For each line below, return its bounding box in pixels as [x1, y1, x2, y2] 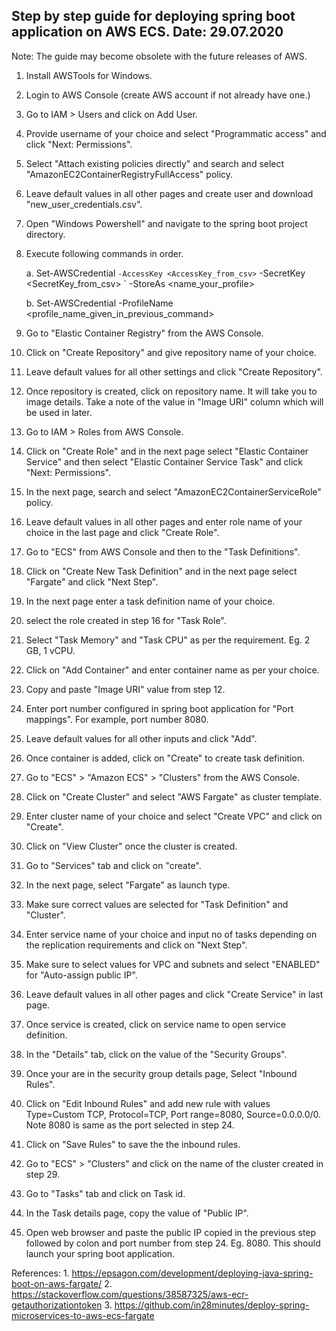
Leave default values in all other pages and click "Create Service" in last [25, 988, 324, 1000]
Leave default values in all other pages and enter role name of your [25, 515, 303, 528]
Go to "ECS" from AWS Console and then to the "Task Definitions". [25, 545, 301, 558]
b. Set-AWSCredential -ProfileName [25, 297, 174, 309]
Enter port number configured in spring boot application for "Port [25, 702, 294, 714]
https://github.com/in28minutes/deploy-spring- [114, 1299, 310, 1311]
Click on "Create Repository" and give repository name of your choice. [25, 346, 318, 358]
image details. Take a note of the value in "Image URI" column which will [25, 395, 324, 408]
